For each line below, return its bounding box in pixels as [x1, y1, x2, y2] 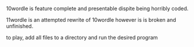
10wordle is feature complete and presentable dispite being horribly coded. [6, 5, 189, 12]
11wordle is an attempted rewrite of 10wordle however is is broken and [6, 16, 176, 23]
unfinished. [6, 23, 34, 29]
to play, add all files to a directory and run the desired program [6, 34, 158, 41]
